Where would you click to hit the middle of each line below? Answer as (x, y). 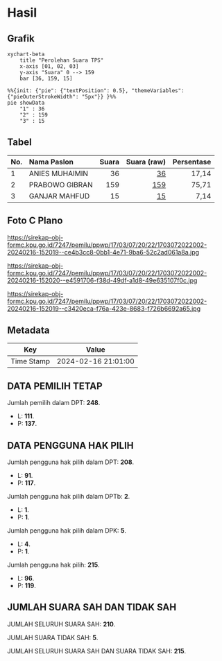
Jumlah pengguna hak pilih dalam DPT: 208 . (71, 462)
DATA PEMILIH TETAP (55, 386)
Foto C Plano (35, 221)
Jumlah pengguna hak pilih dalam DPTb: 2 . (69, 497)
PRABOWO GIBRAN (61, 184)
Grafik (21, 38)
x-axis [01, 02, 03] (49, 67)
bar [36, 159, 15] (46, 78)
